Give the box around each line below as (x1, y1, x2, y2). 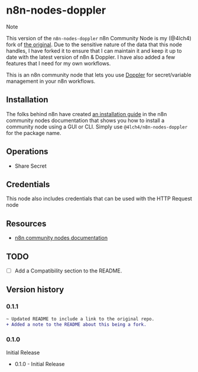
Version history (6, 285, 64, 295)
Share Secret (14, 162, 47, 169)
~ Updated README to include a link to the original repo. (6, 316, 155, 322)
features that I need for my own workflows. (6, 60, 111, 67)
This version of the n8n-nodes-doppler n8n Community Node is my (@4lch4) (6, 34, 192, 41)
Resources (6, 219, 47, 229)
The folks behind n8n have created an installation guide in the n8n (6, 110, 167, 117)
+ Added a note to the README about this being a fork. (6, 321, 147, 328)
